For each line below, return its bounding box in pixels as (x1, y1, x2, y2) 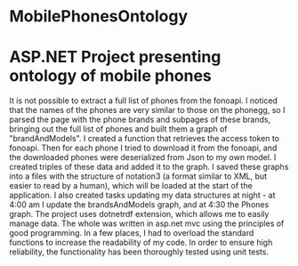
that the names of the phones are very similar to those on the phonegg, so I (9, 105, 286, 116)
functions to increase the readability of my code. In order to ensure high (9, 238, 273, 248)
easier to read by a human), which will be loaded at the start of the (9, 181, 254, 191)
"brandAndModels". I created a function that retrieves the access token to (9, 133, 280, 144)
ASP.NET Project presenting (9, 47, 221, 68)
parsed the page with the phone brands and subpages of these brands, (9, 114, 271, 125)
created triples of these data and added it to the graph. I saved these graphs (9, 162, 289, 173)
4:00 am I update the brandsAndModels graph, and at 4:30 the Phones (9, 199, 270, 210)
